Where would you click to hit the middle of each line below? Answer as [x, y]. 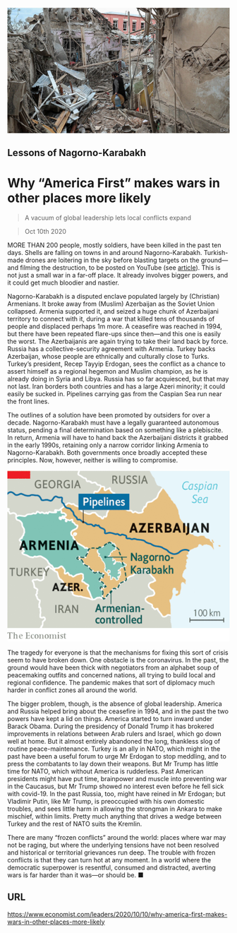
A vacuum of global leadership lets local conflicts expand [108, 218]
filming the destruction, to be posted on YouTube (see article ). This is [120, 267]
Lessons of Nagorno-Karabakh [77, 153]
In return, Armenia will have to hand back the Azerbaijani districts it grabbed [118, 437]
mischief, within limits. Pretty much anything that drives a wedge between [115, 816]
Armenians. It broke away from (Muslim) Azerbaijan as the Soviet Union [111, 304]
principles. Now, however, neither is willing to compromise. [93, 460]
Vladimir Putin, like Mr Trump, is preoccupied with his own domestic [106, 801]
